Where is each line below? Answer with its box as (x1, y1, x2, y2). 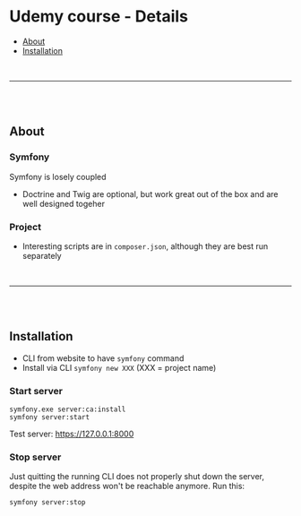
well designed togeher (21, 198, 106, 209)
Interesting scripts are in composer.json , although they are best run (21, 240, 269, 252)
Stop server (9, 451, 62, 463)
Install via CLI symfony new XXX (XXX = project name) (21, 362, 217, 373)
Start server (9, 384, 63, 397)
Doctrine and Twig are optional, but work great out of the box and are (21, 188, 279, 199)
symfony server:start (9, 413, 90, 422)
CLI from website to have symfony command (21, 352, 185, 364)
